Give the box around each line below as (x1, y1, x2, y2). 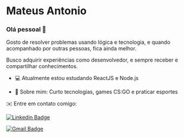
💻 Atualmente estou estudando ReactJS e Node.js (14, 75, 139, 82)
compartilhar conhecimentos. (6, 63, 78, 70)
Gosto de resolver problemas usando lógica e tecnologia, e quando (6, 38, 171, 46)
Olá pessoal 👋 (6, 25, 46, 34)
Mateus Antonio (6, 4, 87, 18)
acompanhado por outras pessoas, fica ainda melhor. (6, 45, 137, 52)
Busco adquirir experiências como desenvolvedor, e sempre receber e (6, 56, 178, 63)
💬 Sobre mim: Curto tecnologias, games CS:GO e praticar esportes (14, 88, 178, 95)
